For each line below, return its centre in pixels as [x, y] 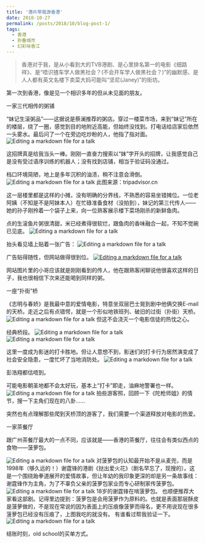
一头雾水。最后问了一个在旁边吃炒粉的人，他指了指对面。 [78, 134]
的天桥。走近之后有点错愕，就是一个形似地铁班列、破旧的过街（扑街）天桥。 [103, 311]
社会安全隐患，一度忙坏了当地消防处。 [54, 359]
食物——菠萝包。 [28, 447]
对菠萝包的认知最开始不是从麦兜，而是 [145, 460]
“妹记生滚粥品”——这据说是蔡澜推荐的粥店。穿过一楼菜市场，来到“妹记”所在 [102, 119]
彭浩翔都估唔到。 [28, 372]
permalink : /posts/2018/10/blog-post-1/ [59, 23]
